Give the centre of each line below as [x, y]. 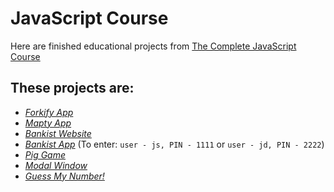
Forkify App [49, 112]
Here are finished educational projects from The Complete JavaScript [153, 46]
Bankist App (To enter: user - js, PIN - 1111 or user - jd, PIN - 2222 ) [174, 144]
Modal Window [56, 165]
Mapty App [48, 123]
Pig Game [45, 154]
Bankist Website [58, 133]
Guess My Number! [64, 176]
